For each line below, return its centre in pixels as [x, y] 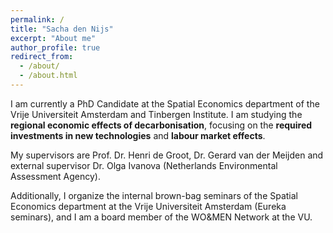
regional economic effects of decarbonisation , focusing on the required [161, 125]
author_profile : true [55, 47]
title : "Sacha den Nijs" [62, 29]
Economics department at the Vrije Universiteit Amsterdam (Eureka [148, 206]
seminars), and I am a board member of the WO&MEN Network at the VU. [161, 217]
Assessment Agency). [56, 176]
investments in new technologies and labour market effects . [138, 135]
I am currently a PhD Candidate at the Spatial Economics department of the [165, 103]
